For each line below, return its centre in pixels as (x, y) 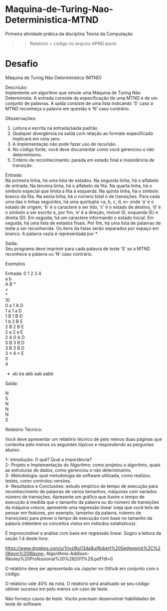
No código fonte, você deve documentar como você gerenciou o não (83, 149)
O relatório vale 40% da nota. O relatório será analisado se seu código (77, 583)
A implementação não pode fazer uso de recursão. (65, 144)
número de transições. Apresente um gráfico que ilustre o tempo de (75, 497)
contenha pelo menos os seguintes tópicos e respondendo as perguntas (80, 444)
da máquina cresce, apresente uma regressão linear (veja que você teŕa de (82, 507)
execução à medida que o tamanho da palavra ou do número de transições (82, 502)
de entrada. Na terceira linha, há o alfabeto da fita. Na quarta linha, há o (79, 185)
